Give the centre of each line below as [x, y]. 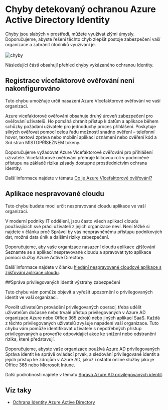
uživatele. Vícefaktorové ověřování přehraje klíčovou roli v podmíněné [77, 157]
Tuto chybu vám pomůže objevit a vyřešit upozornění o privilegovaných [79, 292]
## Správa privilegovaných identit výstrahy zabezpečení [63, 282]
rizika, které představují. [30, 339]
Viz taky [18, 390]
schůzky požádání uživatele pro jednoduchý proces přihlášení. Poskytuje [81, 126]
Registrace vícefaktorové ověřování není [70, 81]
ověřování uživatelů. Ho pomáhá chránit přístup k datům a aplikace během [82, 121]
